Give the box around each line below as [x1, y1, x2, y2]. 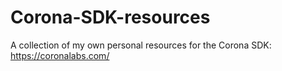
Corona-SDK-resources [10, 6, 211, 29]
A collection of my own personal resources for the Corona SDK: [10, 39, 272, 51]
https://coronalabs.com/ [10, 49, 110, 61]
